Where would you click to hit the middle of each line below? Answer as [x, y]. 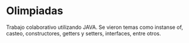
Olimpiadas [35, 11]
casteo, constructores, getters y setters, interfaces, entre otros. [84, 33]
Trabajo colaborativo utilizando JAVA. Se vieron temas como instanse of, [95, 27]
